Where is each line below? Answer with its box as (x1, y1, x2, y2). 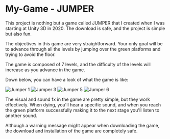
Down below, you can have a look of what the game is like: (5, 76, 129, 82)
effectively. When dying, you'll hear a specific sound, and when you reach (5, 101, 161, 107)
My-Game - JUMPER (5, 3, 94, 15)
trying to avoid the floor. (5, 51, 56, 58)
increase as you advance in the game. (5, 67, 85, 73)
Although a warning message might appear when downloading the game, (5, 122, 160, 128)
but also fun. (5, 31, 32, 37)
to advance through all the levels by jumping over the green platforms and (5, 46, 161, 52)
